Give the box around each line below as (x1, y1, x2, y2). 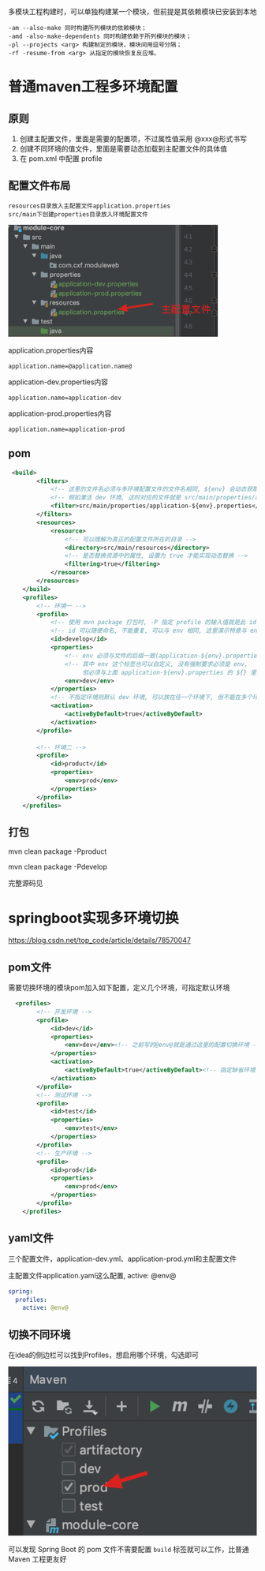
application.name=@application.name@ (8, 362, 132, 370)
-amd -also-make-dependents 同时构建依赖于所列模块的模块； (8, 32, 192, 40)
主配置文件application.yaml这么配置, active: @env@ (8, 1270, 177, 1280)
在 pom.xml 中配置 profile (19, 154, 103, 163)
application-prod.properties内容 (8, 409, 112, 418)
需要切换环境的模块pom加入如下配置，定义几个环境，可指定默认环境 (8, 983, 230, 993)
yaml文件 (8, 1232, 54, 1245)
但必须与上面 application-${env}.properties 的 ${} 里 (82, 668, 257, 676)
